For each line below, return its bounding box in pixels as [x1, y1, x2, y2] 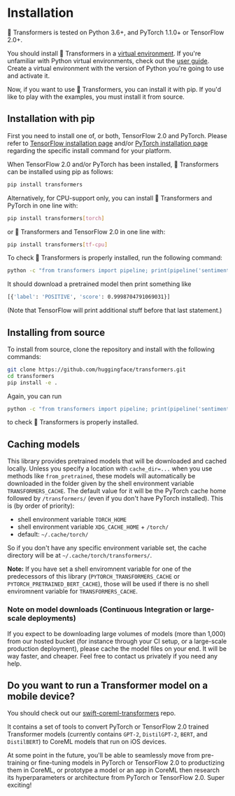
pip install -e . [7, 379, 58, 386]
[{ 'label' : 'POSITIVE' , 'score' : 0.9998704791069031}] [7, 293, 171, 301]
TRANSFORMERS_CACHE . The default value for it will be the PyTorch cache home [7, 487, 227, 495]
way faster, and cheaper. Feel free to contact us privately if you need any [7, 652, 218, 660]
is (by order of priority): [7, 501, 75, 510]
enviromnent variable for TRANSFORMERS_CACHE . [7, 587, 138, 595]
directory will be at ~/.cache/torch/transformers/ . [7, 551, 152, 560]
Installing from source [7, 326, 106, 338]
